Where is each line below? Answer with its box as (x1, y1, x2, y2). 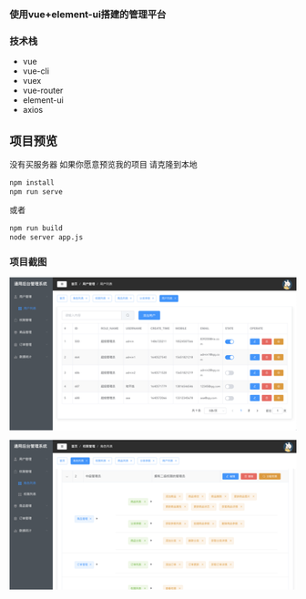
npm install (9, 178, 55, 188)
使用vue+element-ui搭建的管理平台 (9, 7, 167, 20)
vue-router (22, 85, 64, 96)
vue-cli (22, 66, 50, 76)
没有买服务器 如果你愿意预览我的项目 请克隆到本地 (9, 159, 198, 170)
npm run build (9, 224, 64, 233)
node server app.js (9, 233, 84, 242)
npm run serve (9, 188, 64, 197)
